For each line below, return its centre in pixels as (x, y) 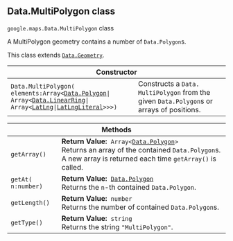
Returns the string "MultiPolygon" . (117, 226)
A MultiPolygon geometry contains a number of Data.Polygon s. (97, 42)
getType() (27, 222)
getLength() (31, 203)
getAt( (21, 179)
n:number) (27, 186)
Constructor (116, 72)
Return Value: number (97, 198)
